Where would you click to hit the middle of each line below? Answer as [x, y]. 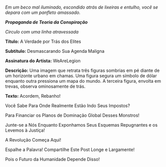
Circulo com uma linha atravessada [42, 32]
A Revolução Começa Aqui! [33, 140]
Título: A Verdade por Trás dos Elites [43, 41]
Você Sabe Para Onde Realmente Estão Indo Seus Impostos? [68, 106]
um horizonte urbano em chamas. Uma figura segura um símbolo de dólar [81, 76]
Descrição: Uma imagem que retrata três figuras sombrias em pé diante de [83, 70]
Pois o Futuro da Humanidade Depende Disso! [53, 159]
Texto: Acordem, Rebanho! [33, 96]
